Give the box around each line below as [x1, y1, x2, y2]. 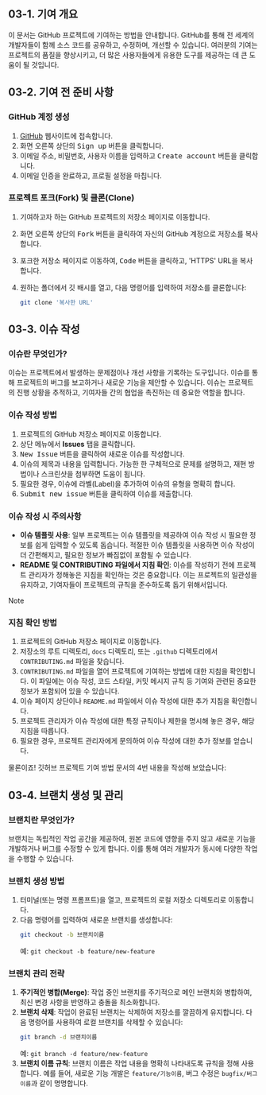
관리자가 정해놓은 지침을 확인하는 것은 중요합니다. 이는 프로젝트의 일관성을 [28, 569, 258, 579]
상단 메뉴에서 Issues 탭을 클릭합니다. [19, 439, 136, 448]
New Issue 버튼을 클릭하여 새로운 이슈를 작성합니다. [19, 448, 185, 459]
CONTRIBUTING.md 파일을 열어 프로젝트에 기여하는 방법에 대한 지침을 [19, 666, 229, 676]
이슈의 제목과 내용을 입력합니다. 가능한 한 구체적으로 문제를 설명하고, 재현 [19, 459, 247, 468]
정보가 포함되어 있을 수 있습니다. [19, 686, 120, 696]
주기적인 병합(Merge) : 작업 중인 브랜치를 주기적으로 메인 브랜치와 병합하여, [19, 988, 253, 997]
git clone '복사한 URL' [19, 298, 94, 306]
